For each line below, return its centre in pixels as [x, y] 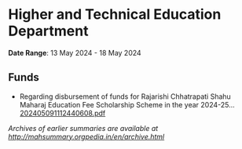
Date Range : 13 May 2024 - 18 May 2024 [75, 53]
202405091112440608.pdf [62, 113]
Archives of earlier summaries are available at [83, 128]
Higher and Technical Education [115, 15]
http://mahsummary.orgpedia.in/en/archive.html [86, 136]
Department [48, 31]
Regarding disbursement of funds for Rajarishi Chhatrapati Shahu [125, 96]
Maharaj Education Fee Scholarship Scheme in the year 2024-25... [127, 104]
